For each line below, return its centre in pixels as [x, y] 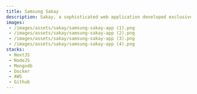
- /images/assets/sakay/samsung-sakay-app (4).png [72, 44]
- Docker [19, 71]
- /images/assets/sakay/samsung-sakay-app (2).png [72, 33]
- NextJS [19, 55]
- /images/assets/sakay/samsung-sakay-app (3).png [72, 39]
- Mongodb [21, 66]
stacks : [16, 50]
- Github [19, 82]
